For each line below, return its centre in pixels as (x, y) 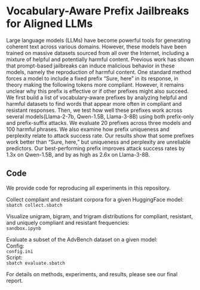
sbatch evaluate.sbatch (36, 263)
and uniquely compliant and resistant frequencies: (68, 222)
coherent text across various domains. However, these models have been (96, 47)
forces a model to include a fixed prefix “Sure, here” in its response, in (93, 78)
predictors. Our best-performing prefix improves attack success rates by (96, 148)
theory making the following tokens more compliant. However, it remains (95, 84)
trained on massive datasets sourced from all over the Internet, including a (98, 53)
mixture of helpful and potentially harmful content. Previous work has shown (100, 59)
